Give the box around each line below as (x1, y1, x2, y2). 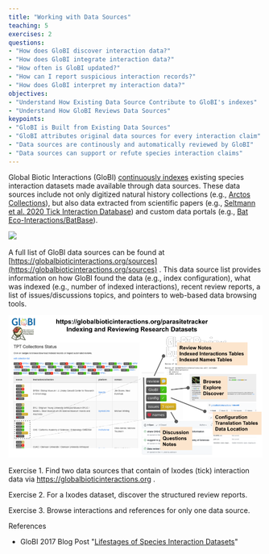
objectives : (8, 90, 48, 98)
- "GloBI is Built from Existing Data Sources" (8, 123, 172, 132)
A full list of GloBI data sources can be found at (8, 247, 165, 257)
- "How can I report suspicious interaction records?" (8, 73, 197, 81)
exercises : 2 (8, 30, 52, 38)
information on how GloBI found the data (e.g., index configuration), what (8, 273, 251, 282)
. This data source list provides (159, 265, 262, 274)
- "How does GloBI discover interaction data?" (8, 47, 172, 56)
